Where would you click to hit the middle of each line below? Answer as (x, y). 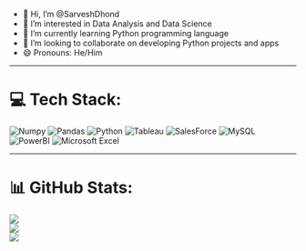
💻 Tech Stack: (66, 100)
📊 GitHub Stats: (71, 188)
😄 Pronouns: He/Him (62, 53)
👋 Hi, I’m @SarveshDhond (71, 14)
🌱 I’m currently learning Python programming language (126, 33)
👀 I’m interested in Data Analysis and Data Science (117, 24)
